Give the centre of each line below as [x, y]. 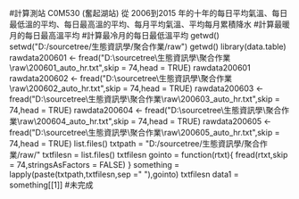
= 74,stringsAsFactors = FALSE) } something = [95, 165]
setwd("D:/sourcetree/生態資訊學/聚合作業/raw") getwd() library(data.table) [148, 46]
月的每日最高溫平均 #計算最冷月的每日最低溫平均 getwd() [115, 35]
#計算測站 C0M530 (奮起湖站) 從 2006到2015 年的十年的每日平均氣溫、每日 [149, 13]
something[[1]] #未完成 [51, 185]
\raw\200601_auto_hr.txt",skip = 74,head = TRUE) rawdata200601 [130, 68]
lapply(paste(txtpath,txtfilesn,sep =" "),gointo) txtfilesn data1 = [124, 174]
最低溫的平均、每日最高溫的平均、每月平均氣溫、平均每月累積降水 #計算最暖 [149, 24]
